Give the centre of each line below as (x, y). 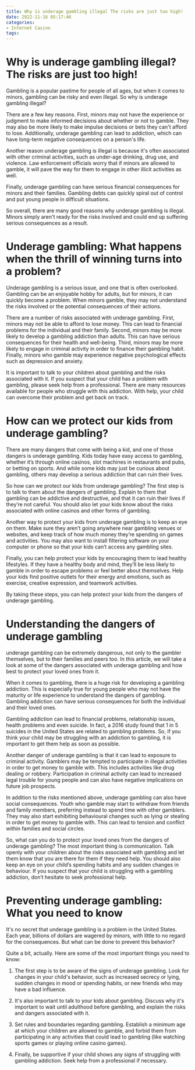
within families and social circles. (46, 829)
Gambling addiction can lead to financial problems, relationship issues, (91, 719)
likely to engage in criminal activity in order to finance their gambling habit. (95, 349)
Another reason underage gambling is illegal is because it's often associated (97, 151)
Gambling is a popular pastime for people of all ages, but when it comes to (95, 91)
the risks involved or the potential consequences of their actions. (84, 306)
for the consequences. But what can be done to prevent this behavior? (91, 941)
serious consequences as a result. (47, 223)
